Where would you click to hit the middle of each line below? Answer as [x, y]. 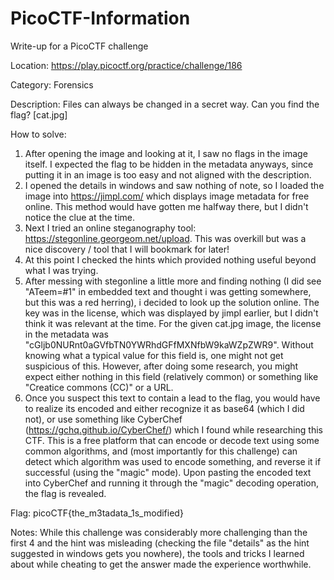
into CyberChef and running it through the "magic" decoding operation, [172, 483]
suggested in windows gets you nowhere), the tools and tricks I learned [157, 553]
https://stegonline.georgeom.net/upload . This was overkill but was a [165, 238]
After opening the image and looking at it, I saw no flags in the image [166, 153]
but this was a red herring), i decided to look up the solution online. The [172, 302]
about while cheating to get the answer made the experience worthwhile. [161, 564]
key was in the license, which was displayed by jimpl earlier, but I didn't [171, 313]
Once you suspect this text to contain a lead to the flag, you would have [172, 398]
